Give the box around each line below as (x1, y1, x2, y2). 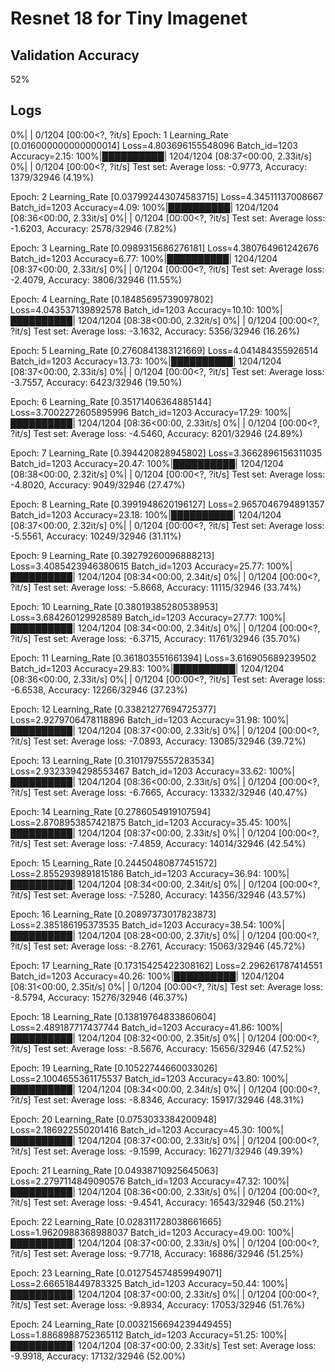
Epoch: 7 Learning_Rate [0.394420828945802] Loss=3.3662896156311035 (10, 447, 323, 459)
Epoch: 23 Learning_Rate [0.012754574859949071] (10, 1267, 223, 1279)
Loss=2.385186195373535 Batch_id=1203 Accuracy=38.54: (10, 918, 257, 931)
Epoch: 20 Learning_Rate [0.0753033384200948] (10, 1113, 217, 1125)
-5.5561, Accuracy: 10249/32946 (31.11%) (10, 530, 182, 542)
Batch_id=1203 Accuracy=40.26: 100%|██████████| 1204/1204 (10, 970, 285, 982)
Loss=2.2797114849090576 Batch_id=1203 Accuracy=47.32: (10, 1175, 262, 1187)
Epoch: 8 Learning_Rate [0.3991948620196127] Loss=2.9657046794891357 (10, 498, 325, 510)
